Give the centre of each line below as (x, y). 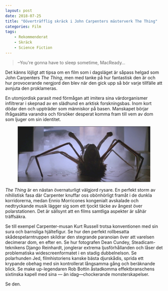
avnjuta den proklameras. (31, 88)
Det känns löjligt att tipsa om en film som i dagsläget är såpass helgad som (82, 72)
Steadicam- (144, 242)
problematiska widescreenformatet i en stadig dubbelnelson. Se (71, 253)
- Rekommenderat (31, 37)
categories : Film (23, 27)
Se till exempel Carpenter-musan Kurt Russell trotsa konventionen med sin (82, 226)
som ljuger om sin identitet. (33, 119)
